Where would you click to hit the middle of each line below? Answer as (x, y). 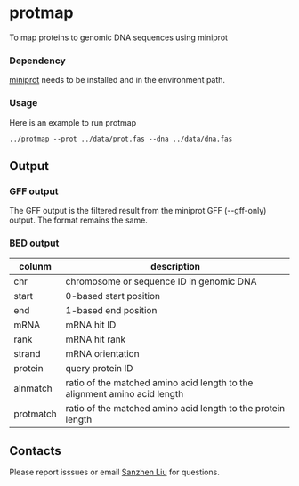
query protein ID (99, 368)
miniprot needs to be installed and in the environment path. (117, 80)
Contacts (36, 451)
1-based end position (111, 310)
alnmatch (33, 388)
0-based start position (113, 296)
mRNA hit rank (96, 339)
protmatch (36, 414)
